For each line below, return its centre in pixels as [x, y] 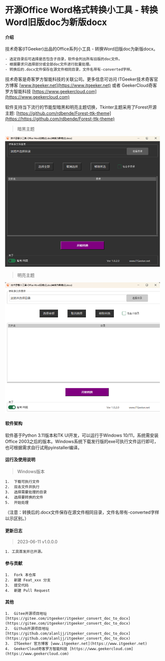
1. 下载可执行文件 [22, 482]
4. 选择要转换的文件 [24, 498]
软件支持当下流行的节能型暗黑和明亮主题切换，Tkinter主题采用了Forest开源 [81, 107]
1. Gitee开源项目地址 [26, 613]
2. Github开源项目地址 [27, 629]
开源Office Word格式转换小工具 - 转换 [82, 10]
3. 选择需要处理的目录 [26, 492]
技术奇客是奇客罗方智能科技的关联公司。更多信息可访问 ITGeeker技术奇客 [79, 79]
